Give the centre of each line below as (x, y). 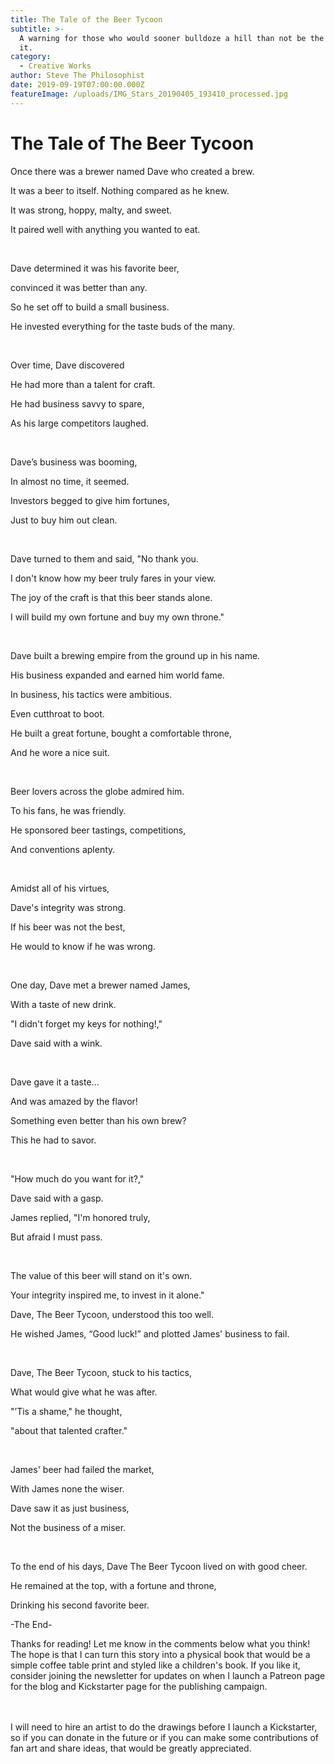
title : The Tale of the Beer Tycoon (86, 19)
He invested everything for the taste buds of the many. (122, 326)
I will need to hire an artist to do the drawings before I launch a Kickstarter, (164, 1727)
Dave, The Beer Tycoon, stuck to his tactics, (101, 1372)
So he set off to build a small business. (90, 307)
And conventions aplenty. (63, 849)
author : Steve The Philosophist (77, 76)
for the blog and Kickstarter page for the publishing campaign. (139, 1686)
